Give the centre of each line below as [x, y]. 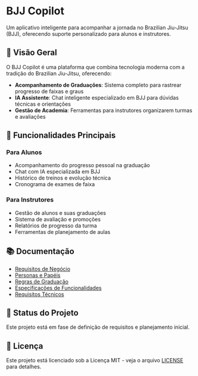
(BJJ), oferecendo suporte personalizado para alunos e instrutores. [89, 33]
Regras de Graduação [42, 281]
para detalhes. [24, 367]
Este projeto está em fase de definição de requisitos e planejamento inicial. [98, 327]
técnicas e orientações [43, 104]
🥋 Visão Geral [32, 53]
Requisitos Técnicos [39, 294]
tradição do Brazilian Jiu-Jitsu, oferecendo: [59, 73]
